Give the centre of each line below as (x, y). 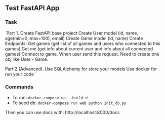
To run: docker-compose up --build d (50, 97)
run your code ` (21, 74)
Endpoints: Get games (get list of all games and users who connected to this (83, 43)
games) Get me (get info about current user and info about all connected (79, 48)
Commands (19, 87)
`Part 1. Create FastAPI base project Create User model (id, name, (72, 33)
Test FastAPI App (32, 8)
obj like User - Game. (27, 59)
